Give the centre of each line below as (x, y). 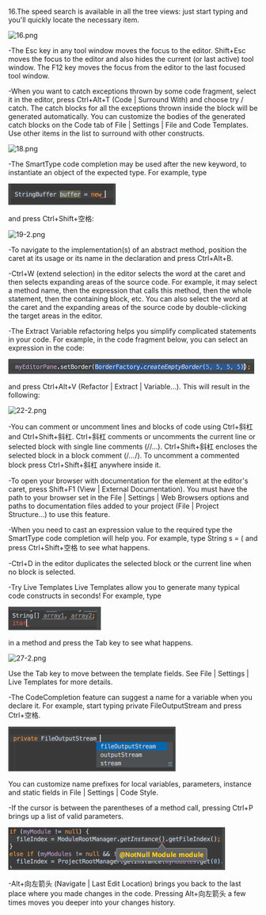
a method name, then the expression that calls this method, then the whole (130, 290)
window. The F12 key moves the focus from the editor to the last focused (127, 67)
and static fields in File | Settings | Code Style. (83, 792)
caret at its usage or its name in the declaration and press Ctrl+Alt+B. (121, 258)
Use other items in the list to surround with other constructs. (106, 133)
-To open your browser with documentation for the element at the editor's (128, 480)
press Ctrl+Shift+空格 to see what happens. (79, 547)
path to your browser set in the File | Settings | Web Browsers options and (129, 498)
